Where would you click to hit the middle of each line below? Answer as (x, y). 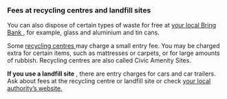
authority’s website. (35, 89)
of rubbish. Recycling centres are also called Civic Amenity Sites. (99, 60)
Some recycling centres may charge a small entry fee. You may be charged (113, 46)
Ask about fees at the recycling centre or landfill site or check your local (109, 81)
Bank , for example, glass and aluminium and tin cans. (84, 32)
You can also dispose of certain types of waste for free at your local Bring (112, 25)
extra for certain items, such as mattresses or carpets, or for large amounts (113, 53)
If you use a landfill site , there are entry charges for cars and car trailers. (111, 74)
